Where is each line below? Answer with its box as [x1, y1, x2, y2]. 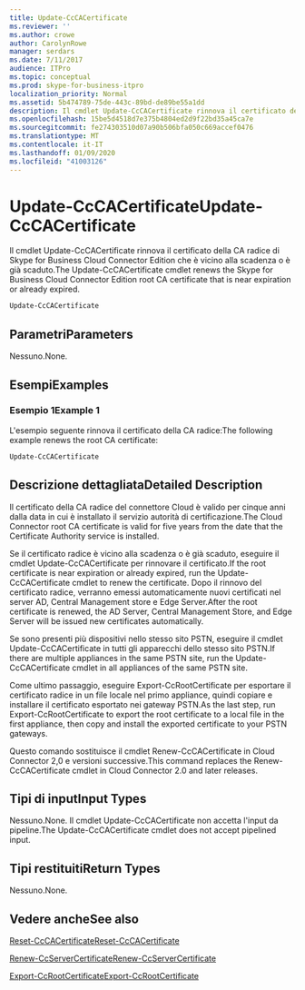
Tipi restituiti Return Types [9, 860, 161, 876]
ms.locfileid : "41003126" [9, 156, 107, 166]
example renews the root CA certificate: [9, 434, 159, 445]
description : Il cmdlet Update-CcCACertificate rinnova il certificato [9, 106, 286, 115]
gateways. [9, 728, 48, 738]
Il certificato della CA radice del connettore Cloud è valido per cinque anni [9, 501, 286, 512]
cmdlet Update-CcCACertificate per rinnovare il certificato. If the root [9, 558, 266, 569]
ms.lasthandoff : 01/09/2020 [9, 148, 116, 157]
